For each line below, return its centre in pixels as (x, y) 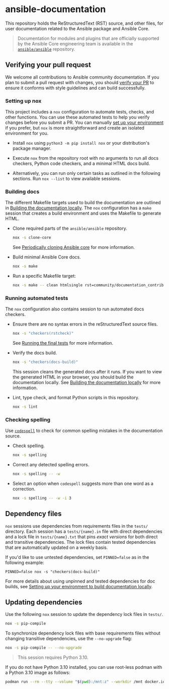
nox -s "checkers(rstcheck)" (43, 334)
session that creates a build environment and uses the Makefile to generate (83, 213)
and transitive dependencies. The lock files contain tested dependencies (80, 542)
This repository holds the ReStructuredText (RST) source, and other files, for (84, 23)
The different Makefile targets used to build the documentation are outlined (83, 203)
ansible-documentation (56, 9)
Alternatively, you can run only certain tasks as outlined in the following (86, 173)
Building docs (22, 192)
